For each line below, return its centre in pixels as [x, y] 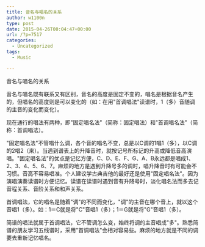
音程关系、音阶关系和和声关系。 [46, 189]
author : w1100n [26, 18]
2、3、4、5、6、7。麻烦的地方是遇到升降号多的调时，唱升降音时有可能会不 [102, 166]
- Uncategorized [32, 46]
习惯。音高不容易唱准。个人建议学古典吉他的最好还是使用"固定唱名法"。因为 [103, 173]
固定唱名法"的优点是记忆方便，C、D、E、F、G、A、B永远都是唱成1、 [106, 158]
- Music [22, 57]
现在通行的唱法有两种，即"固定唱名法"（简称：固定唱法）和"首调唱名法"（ [100, 122]
